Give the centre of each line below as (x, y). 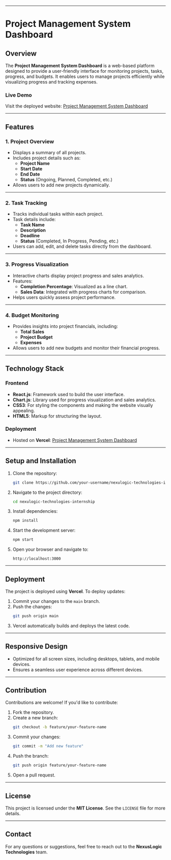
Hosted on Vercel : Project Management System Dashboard (75, 440)
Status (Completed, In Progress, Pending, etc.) (69, 241)
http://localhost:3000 (37, 559)
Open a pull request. (34, 775)
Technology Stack (35, 369)
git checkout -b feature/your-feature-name (60, 727)
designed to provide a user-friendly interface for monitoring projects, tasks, (84, 71)
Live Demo (19, 95)
